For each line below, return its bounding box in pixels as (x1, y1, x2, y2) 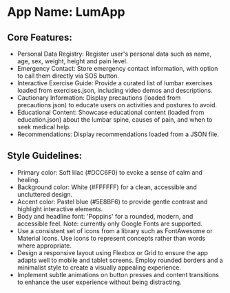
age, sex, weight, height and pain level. (17, 57, 128, 65)
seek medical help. (17, 123, 71, 131)
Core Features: (7, 32, 72, 43)
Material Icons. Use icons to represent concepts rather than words (17, 234, 206, 242)
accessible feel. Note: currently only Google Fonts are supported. (17, 219, 203, 228)
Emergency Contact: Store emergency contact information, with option (17, 65, 218, 72)
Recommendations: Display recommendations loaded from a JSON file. (17, 130, 219, 138)
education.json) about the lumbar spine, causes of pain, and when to (17, 116, 213, 124)
